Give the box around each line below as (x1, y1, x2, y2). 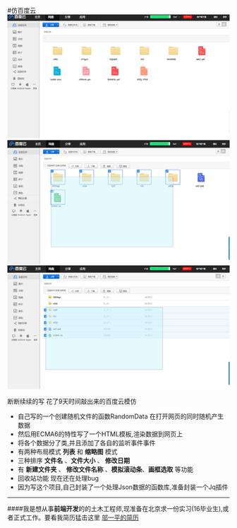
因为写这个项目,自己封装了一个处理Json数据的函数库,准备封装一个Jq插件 (17, 483, 229, 491)
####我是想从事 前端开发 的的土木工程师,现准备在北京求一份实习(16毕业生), (7, 504, 224, 512)
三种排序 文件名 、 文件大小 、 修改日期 (17, 456, 130, 464)
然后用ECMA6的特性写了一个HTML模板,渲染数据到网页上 (17, 430, 183, 438)
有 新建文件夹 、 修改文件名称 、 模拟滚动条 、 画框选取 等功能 (17, 465, 194, 474)
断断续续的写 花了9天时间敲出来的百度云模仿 (7, 397, 137, 405)
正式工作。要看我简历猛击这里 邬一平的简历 (13, 513, 139, 522)
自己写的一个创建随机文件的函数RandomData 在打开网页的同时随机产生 (17, 412, 224, 421)
